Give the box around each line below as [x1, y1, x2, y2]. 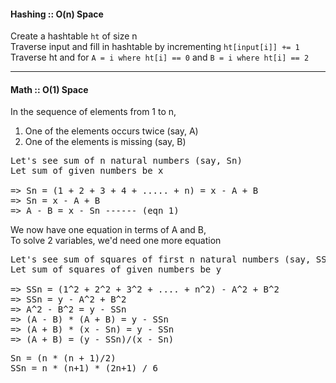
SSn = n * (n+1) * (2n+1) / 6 [10, 363, 159, 374]
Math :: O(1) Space [10, 83, 89, 95]
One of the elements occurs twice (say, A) [24, 125, 199, 137]
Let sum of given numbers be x [10, 165, 164, 177]
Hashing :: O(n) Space [10, 8, 104, 20]
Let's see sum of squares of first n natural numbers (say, [10, 254, 312, 265]
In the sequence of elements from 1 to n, [10, 106, 177, 118]
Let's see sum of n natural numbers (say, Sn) [10, 155, 243, 167]
